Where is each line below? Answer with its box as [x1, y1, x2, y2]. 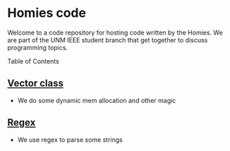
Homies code [7, 5, 87, 21]
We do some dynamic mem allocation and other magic [17, 96, 176, 104]
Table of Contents [7, 56, 60, 65]
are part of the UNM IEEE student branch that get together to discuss [7, 35, 208, 44]
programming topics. [7, 43, 68, 52]
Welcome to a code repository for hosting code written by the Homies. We [7, 28, 224, 37]
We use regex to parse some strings [17, 135, 123, 144]
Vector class [7, 78, 63, 90]
